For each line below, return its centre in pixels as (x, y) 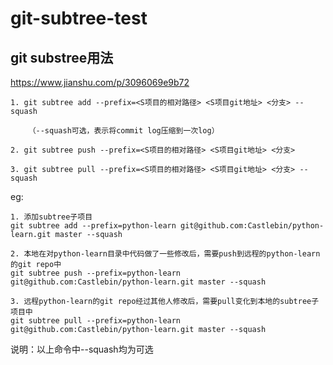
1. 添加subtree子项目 (51, 217)
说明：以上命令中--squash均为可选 (82, 349)
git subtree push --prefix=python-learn (96, 273)
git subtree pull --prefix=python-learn (96, 321)
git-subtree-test (79, 18)
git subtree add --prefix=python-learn (93, 226)
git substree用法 (62, 57)
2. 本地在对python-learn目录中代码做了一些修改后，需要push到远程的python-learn (165, 254)
